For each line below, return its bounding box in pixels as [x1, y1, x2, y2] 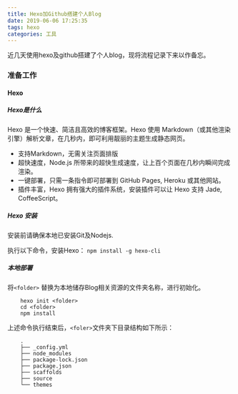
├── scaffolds [20, 368, 62, 375]
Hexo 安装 [7, 211, 38, 220]
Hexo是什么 [7, 106, 42, 114]
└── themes [20, 381, 53, 388]
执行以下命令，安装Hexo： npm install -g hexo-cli [7, 246, 161, 254]
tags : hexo [7, 24, 40, 31]
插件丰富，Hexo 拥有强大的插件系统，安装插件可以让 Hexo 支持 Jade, [17, 185, 223, 193]
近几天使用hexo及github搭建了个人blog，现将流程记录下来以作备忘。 [7, 51, 210, 59]
